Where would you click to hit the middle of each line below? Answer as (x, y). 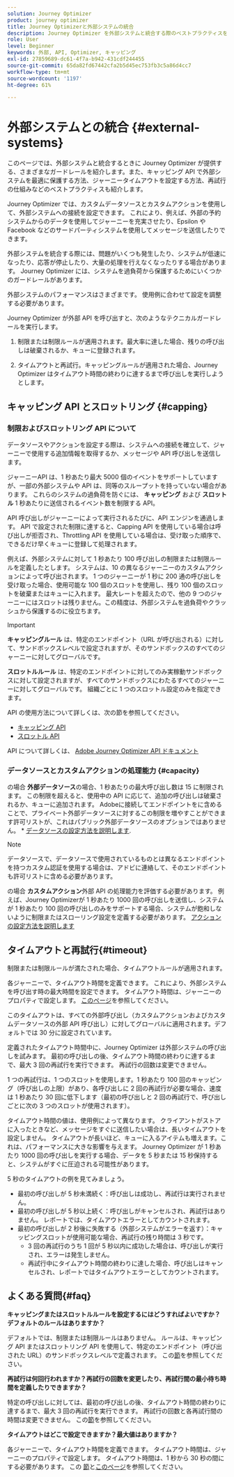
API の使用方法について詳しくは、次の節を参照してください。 (95, 712)
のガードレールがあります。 (47, 280)
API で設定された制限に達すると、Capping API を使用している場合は (118, 526)
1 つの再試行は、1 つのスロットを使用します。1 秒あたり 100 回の (99, 1079)
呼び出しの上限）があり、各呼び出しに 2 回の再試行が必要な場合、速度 (120, 1088)
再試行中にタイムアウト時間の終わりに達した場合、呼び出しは (116, 1263)
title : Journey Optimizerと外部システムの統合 (71, 26)
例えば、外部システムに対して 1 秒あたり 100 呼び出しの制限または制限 (108, 559)
